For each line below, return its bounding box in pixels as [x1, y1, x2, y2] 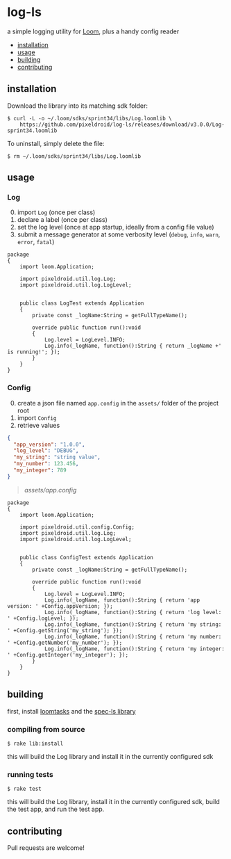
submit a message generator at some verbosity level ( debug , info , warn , [17, 230, 221, 239]
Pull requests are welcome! [7, 844, 85, 852]
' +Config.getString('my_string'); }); [7, 627, 123, 634]
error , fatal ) [17, 238, 55, 246]
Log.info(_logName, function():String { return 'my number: [44, 633, 222, 640]
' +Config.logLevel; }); [7, 615, 79, 622]
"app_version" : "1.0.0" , [13, 441, 85, 448]
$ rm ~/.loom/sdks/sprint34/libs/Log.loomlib [7, 152, 141, 160]
